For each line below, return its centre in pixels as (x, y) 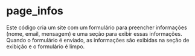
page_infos (35, 11)
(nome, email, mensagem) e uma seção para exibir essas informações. (94, 33)
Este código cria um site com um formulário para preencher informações (97, 27)
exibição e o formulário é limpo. (46, 46)
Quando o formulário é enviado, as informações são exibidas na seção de (98, 40)
